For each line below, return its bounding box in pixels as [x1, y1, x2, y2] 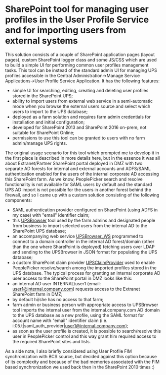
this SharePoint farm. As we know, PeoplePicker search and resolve [5, 176, 143, 182]
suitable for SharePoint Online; [12, 129, 75, 135]
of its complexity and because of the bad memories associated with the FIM [5, 359, 160, 365]
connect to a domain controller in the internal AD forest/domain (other [12, 238, 155, 244]
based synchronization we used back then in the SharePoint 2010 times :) [5, 364, 155, 370]
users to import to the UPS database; [12, 108, 88, 115]
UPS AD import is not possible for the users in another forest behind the [5, 187, 152, 192]
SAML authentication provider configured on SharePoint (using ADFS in [12, 207, 158, 213]
